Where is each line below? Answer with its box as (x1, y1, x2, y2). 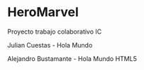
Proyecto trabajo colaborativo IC (7, 27, 102, 36)
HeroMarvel (7, 4, 79, 20)
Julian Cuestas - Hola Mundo (7, 41, 93, 49)
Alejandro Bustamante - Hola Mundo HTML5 (7, 54, 137, 63)
